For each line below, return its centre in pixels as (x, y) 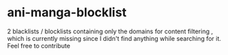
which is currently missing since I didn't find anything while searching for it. (114, 38)
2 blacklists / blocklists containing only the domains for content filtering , (110, 31)
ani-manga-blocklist (67, 13)
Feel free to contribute (39, 45)
